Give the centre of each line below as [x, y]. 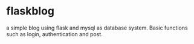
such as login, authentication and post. [54, 34]
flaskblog [31, 11]
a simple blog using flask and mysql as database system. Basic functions [97, 28]
